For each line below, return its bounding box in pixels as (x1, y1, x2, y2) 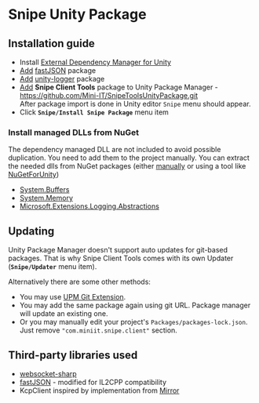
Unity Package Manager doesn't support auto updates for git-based (8, 245, 228, 255)
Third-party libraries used (8, 348, 138, 361)
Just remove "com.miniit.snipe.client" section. (19, 325, 178, 335)
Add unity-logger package (19, 74, 105, 83)
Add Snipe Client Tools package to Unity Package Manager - (19, 82, 218, 92)
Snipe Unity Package (8, 5, 147, 24)
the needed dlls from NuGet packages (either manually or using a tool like (8, 162, 246, 171)
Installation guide (8, 37, 96, 50)
